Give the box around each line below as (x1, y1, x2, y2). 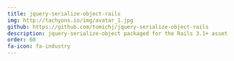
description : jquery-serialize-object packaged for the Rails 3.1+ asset (7, 29, 228, 37)
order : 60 (7, 36, 37, 43)
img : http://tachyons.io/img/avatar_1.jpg (7, 17, 134, 24)
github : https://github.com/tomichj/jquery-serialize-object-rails (7, 23, 209, 30)
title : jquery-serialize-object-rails (7, 10, 121, 18)
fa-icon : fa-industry (7, 43, 71, 50)
